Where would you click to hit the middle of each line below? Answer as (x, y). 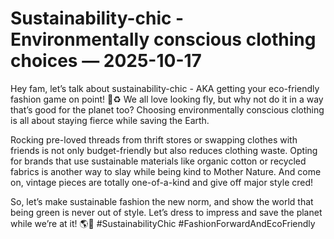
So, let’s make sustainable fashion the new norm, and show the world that (162, 201)
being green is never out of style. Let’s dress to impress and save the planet (166, 212)
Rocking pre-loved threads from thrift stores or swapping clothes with (154, 139)
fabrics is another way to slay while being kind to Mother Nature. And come (166, 171)
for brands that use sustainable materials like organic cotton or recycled (158, 161)
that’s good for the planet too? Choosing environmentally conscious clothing (167, 109)
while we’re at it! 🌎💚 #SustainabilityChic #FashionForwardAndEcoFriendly (163, 223)
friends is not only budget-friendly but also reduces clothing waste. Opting (164, 150)
